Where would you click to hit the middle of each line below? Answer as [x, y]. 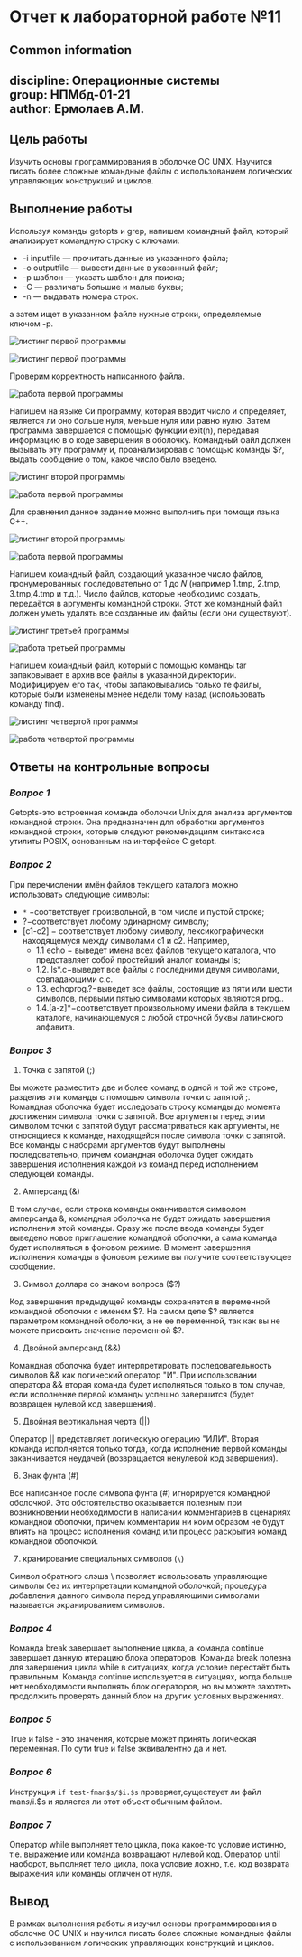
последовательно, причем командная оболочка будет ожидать [132, 1154]
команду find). [37, 703]
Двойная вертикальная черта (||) [86, 1421]
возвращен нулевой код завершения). [83, 1404]
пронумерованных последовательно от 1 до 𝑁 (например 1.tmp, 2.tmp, [145, 583]
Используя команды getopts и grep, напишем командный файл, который [149, 231]
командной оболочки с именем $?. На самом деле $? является [132, 1311]
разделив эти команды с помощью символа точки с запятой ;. [130, 1096]
